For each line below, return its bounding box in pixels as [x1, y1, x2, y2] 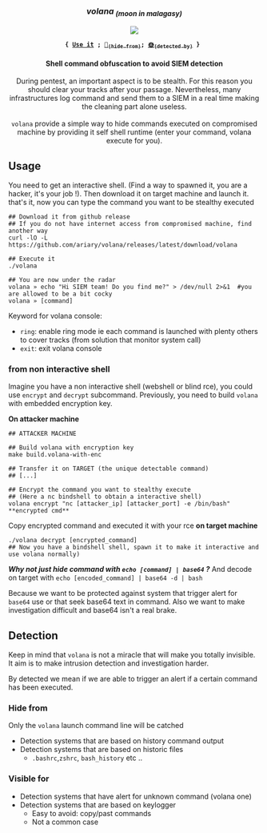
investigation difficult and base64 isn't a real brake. [8, 606, 177, 615]
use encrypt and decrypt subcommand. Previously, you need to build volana [8, 390, 258, 400]
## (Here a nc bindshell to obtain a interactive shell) [8, 493, 202, 501]
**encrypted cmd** [8, 507, 70, 515]
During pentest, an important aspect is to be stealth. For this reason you [15, 76, 253, 86]
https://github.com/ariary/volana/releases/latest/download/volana [8, 240, 238, 249]
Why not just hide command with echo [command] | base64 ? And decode [8, 565, 253, 574]
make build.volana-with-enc [8, 451, 102, 459]
